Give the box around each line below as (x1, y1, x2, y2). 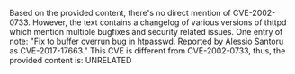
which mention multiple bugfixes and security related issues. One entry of (9, 27, 283, 37)
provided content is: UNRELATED (9, 55, 132, 65)
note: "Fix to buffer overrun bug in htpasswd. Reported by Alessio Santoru (9, 36, 284, 46)
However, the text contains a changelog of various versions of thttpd (32, 17, 287, 28)
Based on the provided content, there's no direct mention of (9, 8, 231, 18)
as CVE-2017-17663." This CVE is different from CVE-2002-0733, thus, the (9, 45, 286, 56)
